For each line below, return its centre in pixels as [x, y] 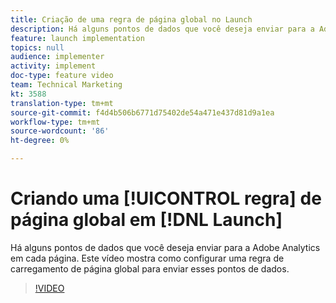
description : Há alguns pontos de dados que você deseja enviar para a [162, 29]
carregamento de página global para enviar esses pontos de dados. [150, 268]
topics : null [37, 47]
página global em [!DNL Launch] [146, 220]
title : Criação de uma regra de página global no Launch [131, 19]
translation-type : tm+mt [62, 103]
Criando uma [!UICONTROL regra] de [166, 198]
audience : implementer [57, 57]
